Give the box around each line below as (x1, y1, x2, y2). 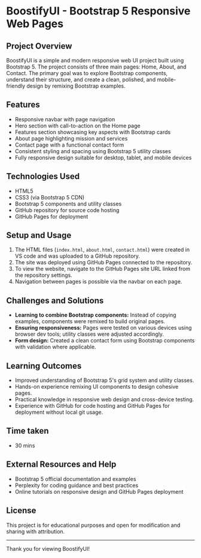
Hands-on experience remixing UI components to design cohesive (14, 383, 179, 390)
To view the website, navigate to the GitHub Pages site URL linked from (14, 265, 190, 273)
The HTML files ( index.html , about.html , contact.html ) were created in (14, 246, 190, 253)
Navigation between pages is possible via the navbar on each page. (14, 278, 182, 285)
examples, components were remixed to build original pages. (14, 318, 166, 325)
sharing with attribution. (6, 527, 65, 535)
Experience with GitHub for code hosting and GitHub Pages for (14, 402, 170, 410)
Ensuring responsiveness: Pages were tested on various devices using (14, 324, 192, 332)
